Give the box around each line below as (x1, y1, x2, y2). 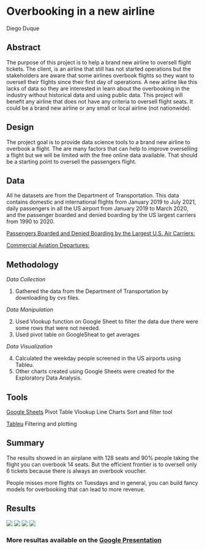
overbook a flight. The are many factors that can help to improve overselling (6, 145, 198, 152)
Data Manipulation (6, 306, 54, 313)
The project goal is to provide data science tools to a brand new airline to (6, 138, 191, 145)
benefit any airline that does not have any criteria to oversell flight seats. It (6, 97, 193, 105)
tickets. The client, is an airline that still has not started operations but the (6, 65, 192, 72)
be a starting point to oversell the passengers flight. (6, 158, 136, 165)
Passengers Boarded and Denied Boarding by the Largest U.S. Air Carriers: (6, 230, 195, 237)
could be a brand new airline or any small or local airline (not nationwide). (6, 104, 192, 112)
